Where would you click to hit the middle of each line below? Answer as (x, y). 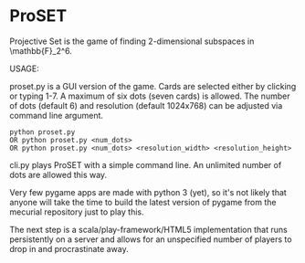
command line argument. (56, 115)
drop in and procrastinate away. (69, 248)
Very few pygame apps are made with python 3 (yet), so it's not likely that (148, 192)
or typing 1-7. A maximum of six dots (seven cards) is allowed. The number (150, 96)
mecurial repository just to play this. (77, 212)
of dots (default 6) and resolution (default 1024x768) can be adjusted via (146, 105)
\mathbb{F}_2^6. (41, 50)
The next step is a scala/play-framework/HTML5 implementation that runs (148, 229)
